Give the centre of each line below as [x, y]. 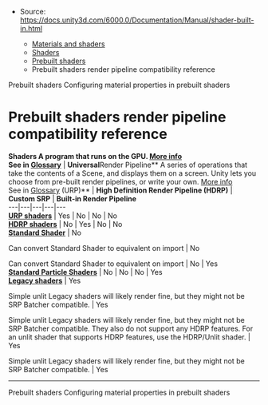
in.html [31, 28]
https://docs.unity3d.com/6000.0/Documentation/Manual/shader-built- [137, 20]
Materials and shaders [68, 44]
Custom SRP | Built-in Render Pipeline [73, 198]
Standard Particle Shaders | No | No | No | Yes [85, 272]
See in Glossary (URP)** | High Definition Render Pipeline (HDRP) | [120, 190]
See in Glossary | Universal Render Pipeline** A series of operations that [128, 165]
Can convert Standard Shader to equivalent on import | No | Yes [113, 264]
